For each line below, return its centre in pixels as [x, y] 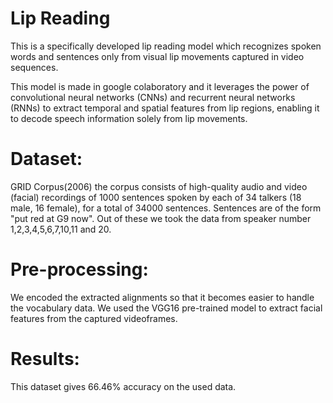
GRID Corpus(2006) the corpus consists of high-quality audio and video [159, 186]
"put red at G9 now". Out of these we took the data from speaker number [161, 218]
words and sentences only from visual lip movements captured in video [157, 56]
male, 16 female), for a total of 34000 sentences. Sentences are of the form [166, 208]
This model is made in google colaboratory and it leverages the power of [160, 86]
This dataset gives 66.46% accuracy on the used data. [123, 386]
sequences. [34, 67]
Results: [45, 359]
